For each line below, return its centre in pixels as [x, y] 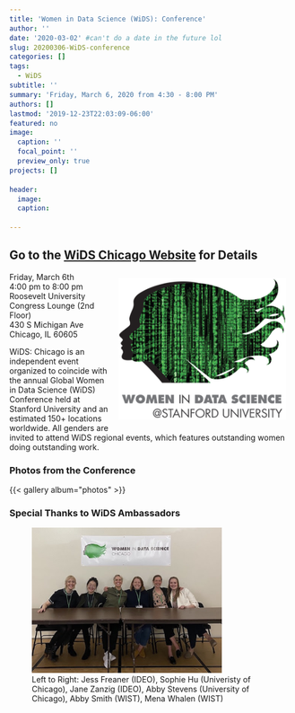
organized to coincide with [58, 370]
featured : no [34, 123]
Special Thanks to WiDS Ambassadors [95, 514]
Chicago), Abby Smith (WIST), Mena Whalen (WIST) [128, 698]
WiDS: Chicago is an [47, 351]
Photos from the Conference [73, 470]
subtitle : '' [34, 85]
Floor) [20, 315]
